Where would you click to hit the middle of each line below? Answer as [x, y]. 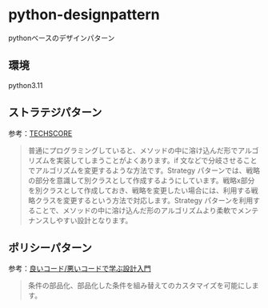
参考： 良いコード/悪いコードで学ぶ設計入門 [80, 269]
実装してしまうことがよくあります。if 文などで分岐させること [156, 160]
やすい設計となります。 [94, 220]
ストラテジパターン [55, 112]
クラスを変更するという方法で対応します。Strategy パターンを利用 [144, 200]
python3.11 [26, 85]
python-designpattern [84, 15]
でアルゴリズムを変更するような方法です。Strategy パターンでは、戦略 [144, 170]
